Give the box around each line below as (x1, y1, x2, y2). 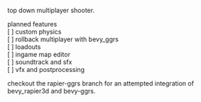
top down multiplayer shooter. (7, 6, 94, 14)
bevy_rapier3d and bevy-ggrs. (7, 87, 96, 95)
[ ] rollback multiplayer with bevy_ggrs (7, 35, 119, 44)
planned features (7, 20, 58, 28)
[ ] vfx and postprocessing (7, 66, 85, 73)
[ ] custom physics (7, 28, 62, 36)
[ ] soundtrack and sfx (7, 58, 72, 66)
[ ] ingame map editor (7, 50, 71, 58)
